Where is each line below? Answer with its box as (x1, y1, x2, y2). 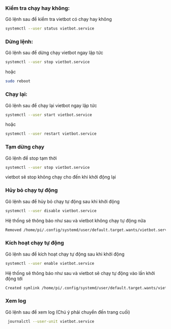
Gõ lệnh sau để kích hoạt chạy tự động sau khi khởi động (5, 251, 125, 257)
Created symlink (5, 285, 40, 290)
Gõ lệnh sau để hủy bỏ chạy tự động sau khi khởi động (5, 198, 120, 205)
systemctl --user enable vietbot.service (5, 261, 95, 266)
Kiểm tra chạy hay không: (5, 5, 70, 12)
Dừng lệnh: (5, 38, 34, 45)
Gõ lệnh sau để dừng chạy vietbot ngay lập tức (5, 49, 103, 56)
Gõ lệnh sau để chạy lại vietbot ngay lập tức (5, 102, 98, 109)
